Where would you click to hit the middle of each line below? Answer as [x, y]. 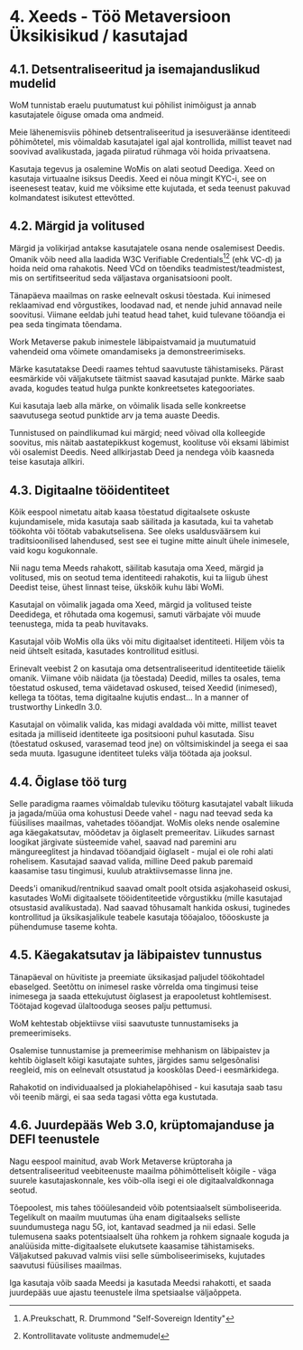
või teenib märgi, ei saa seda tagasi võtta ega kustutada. [114, 1097]
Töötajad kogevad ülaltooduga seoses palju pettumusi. [111, 1005]
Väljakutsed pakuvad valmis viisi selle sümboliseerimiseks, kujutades [138, 1255]
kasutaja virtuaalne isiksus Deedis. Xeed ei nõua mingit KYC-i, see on [138, 179]
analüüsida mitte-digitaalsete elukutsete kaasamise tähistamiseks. [132, 1246]
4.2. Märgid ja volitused [77, 227]
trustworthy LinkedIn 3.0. [56, 707]
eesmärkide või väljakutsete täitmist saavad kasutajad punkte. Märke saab [147, 379]
